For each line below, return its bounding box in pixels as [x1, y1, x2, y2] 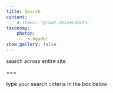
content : [6, 14, 28, 20]
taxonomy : [6, 25, 31, 31]
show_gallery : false [6, 42, 57, 48]
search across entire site [6, 57, 66, 65]
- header [27, 36, 49, 42]
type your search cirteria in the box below [6, 80, 108, 87]
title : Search [6, 8, 41, 15]
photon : [16, 31, 35, 36]
